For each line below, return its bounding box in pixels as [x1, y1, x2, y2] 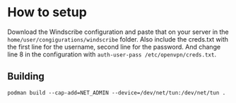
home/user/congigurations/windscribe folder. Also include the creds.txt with [7, 35, 228, 43]
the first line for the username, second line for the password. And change [7, 42, 221, 51]
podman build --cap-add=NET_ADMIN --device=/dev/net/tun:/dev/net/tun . [7, 89, 226, 96]
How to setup [7, 4, 87, 20]
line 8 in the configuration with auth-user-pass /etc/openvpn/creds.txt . [7, 50, 217, 59]
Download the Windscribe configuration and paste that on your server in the [7, 28, 230, 36]
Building [7, 71, 45, 83]
